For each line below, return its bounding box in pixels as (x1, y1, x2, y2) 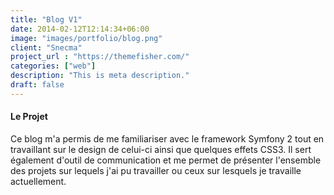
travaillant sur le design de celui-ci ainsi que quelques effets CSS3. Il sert (10, 143, 312, 155)
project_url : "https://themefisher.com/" (10, 52, 190, 62)
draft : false (10, 80, 65, 90)
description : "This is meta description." (10, 71, 190, 81)
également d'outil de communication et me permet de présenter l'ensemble (10, 154, 322, 166)
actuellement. (10, 175, 67, 187)
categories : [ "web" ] (10, 61, 97, 71)
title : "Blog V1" (10, 14, 83, 25)
